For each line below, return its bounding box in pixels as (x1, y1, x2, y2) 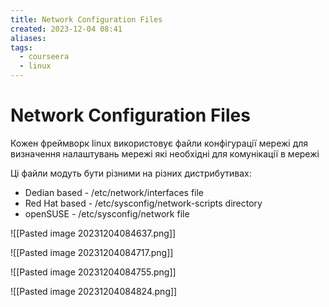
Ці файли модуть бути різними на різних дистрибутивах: (10, 167, 252, 179)
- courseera (19, 52, 70, 62)
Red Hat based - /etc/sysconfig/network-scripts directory (24, 197, 263, 209)
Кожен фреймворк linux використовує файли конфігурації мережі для (10, 137, 309, 149)
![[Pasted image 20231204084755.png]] (10, 266, 177, 278)
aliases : (10, 33, 47, 43)
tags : (10, 42, 33, 53)
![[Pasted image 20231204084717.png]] (10, 246, 174, 258)
